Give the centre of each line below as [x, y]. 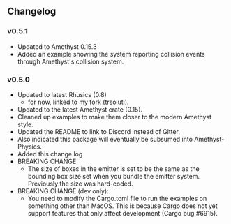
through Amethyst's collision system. [70, 61]
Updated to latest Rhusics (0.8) [62, 94]
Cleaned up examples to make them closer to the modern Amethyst [114, 117]
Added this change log [50, 154]
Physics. [29, 147]
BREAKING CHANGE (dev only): [63, 191]
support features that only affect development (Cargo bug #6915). [122, 213]
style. [25, 124]
